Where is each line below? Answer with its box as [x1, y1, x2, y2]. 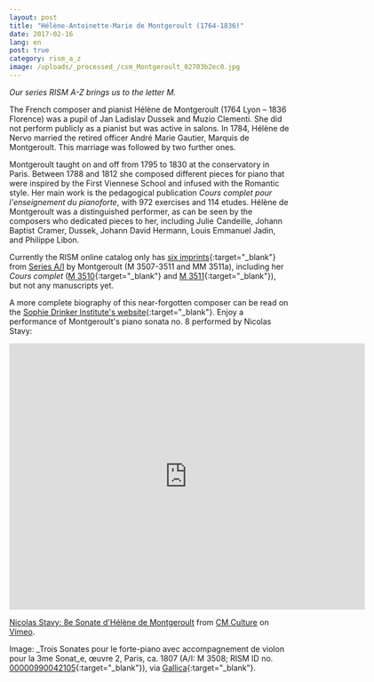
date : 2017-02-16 [9, 29, 74, 38]
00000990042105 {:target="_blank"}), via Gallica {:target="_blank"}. [9, 662, 256, 673]
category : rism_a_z [9, 54, 82, 63]
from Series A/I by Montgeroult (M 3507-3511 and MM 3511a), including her [9, 261, 284, 272]
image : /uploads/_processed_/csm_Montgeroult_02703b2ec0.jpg [9, 63, 241, 72]
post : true [9, 46, 50, 55]
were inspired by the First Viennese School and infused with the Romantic [9, 178, 280, 188]
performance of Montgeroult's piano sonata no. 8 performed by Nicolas [9, 316, 272, 327]
